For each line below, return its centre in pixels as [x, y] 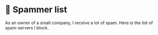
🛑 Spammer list [36, 10]
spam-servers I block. [27, 27]
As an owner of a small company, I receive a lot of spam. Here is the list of [79, 23]
